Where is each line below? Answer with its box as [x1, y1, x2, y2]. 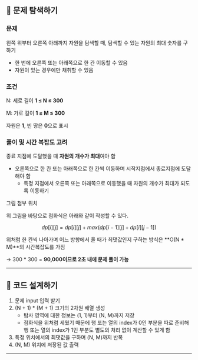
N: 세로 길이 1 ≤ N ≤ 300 [6, 96, 64, 104]
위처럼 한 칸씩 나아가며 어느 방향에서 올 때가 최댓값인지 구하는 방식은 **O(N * [6, 236, 184, 243]
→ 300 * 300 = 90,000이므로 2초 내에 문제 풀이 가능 [6, 256, 129, 263]
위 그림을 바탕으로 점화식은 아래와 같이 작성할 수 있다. [6, 212, 128, 219]
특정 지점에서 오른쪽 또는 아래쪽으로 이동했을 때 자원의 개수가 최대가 [23, 180, 180, 187]
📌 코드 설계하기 [6, 280, 58, 290]
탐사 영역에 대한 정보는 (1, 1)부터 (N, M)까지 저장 [23, 312, 135, 319]
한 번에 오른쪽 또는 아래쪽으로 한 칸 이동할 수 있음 [14, 59, 128, 66]
